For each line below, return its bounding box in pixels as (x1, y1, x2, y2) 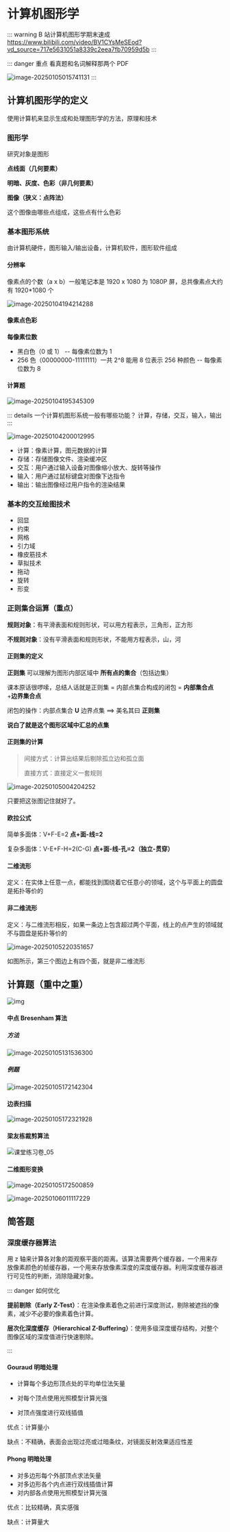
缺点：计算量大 (7, 1518, 49, 1526)
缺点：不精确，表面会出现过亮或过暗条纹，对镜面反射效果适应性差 (7, 1437, 193, 1446)
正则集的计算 (7, 738, 43, 746)
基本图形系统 (7, 227, 50, 236)
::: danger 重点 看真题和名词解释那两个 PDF (7, 59, 129, 67)
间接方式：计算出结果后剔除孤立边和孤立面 (23, 754, 144, 762)
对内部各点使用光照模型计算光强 (16, 1488, 107, 1496)
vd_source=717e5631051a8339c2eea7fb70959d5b (7, 45, 150, 53)
